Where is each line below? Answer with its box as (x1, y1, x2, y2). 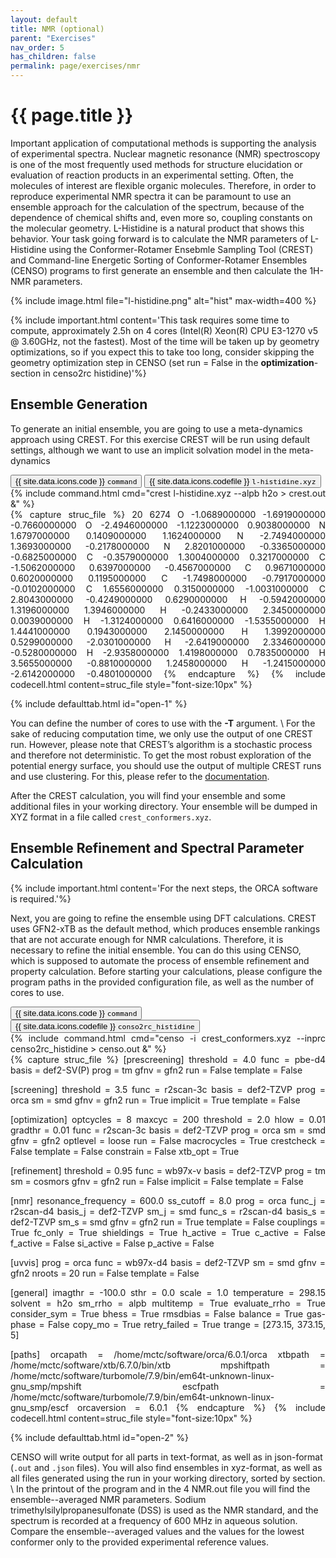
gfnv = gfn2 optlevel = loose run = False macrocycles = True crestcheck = (10, 1134, 326, 1146)
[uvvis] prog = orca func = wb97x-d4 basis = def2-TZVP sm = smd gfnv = (10, 1256, 326, 1268)
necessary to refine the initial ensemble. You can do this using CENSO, (10, 944, 302, 956)
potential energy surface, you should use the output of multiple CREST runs (10, 759, 322, 771)
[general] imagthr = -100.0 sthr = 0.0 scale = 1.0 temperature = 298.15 (10, 1286, 326, 1298)
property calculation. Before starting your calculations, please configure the (10, 965, 323, 977)
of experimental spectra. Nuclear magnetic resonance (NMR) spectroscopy (10, 147, 321, 160)
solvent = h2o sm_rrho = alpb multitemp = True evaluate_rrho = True (10, 1297, 326, 1309)
